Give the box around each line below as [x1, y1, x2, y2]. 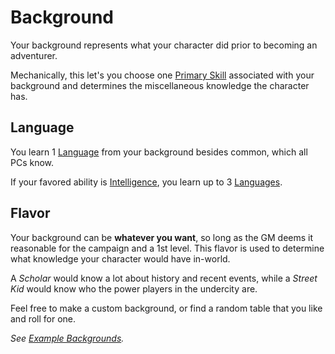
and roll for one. [10, 312, 77, 325]
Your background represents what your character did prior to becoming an [10, 39, 318, 51]
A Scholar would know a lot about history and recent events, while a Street [10, 272, 318, 284]
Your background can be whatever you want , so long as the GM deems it [10, 231, 314, 243]
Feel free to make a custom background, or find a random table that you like [10, 302, 323, 314]
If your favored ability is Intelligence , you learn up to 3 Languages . [10, 176, 283, 188]
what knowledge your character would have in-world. [10, 252, 231, 265]
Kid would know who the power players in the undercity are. [10, 282, 258, 295]
